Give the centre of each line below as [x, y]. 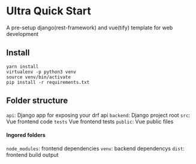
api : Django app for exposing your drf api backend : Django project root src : [98, 115]
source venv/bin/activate [38, 77]
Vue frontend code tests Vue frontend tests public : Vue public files [90, 122]
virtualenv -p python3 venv [41, 72]
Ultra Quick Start [49, 11]
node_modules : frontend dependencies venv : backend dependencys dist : [95, 148]
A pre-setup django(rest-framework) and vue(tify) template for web [90, 28]
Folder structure [37, 101]
